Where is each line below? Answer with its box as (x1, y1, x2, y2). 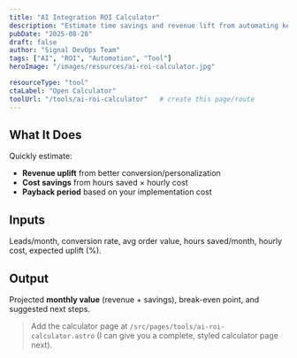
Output (9, 270, 49, 286)
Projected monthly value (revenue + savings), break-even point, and (9, 293, 260, 305)
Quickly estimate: (9, 151, 72, 162)
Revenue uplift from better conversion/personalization (21, 168, 221, 179)
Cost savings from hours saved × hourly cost (21, 178, 188, 188)
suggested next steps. (9, 303, 91, 314)
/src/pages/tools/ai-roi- (129, 322, 225, 331)
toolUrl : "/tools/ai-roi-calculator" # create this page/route (9, 95, 255, 103)
